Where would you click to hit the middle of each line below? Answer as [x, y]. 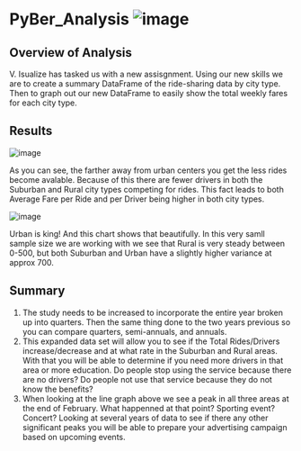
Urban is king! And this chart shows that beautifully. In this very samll [137, 233]
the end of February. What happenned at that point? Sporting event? [149, 408]
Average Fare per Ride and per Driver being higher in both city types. [137, 199]
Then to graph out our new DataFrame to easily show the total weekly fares [149, 93]
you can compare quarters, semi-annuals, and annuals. [124, 331]
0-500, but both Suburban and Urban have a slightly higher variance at [141, 253]
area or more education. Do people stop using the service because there [157, 370]
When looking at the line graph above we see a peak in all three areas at [155, 398]
